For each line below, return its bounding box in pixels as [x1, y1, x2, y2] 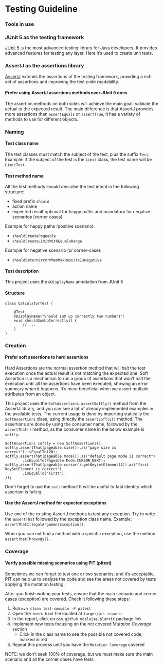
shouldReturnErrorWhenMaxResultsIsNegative [12, 258, 102, 263]
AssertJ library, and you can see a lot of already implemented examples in [5, 405, 154, 411]
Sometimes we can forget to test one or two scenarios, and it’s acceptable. [5, 571, 155, 577]
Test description [5, 268, 39, 274]
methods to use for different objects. [5, 116, 79, 122]
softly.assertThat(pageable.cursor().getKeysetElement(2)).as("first [5, 462, 149, 467]
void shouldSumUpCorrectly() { [14, 318, 77, 323]
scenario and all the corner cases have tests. [5, 656, 95, 662]
